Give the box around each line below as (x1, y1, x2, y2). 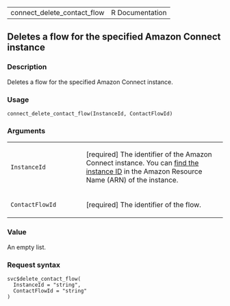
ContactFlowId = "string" (13, 287, 88, 294)
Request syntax (7, 260, 60, 269)
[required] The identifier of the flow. (86, 200, 202, 210)
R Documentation (111, 8, 167, 17)
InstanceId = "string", (13, 281, 81, 288)
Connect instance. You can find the (86, 158, 199, 168)
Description (7, 62, 47, 72)
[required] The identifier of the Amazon (86, 150, 212, 159)
